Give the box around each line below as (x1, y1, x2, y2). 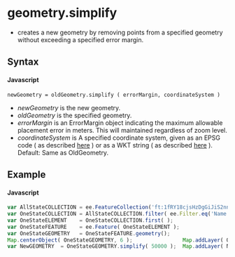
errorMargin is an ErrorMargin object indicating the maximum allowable (17, 118, 223, 127)
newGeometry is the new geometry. (17, 103, 121, 112)
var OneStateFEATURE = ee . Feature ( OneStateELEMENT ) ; (7, 223, 180, 230)
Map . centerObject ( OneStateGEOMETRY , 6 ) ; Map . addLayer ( (7, 237, 224, 244)
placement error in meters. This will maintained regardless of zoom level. (17, 126, 227, 134)
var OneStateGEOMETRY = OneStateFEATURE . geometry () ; (7, 230, 171, 237)
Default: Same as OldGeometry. (17, 148, 109, 157)
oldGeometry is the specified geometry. (17, 111, 132, 119)
